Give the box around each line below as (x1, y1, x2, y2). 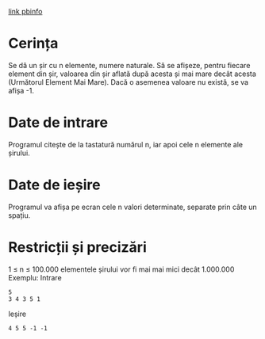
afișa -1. (8, 86, 34, 95)
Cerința (8, 35, 59, 52)
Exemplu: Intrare (8, 272, 62, 282)
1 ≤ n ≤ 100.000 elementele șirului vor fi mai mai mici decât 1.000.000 (8, 265, 235, 274)
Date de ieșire (8, 176, 101, 194)
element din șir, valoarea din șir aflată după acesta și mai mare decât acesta (8, 69, 256, 78)
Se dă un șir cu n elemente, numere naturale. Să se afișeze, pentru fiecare (8, 60, 251, 70)
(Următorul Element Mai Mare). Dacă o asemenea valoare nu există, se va (8, 77, 248, 86)
